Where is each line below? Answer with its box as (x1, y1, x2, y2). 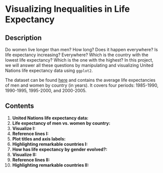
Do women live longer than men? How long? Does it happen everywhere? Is (5, 47, 158, 52)
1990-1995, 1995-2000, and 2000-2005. (5, 88, 87, 93)
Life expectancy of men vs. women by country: (12, 120, 110, 126)
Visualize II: (12, 151, 37, 157)
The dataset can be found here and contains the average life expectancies (5, 77, 156, 83)
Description (5, 34, 42, 42)
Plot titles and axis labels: (12, 136, 66, 141)
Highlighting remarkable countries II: (12, 162, 89, 168)
